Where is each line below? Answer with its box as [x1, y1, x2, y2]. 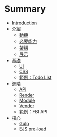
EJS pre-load [19, 126, 47, 132]
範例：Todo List [19, 74, 52, 80]
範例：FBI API [19, 108, 48, 114]
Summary [4, 3, 46, 15]
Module [19, 97, 35, 103]
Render [19, 92, 34, 98]
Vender [19, 102, 34, 109]
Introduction [11, 20, 37, 26]
